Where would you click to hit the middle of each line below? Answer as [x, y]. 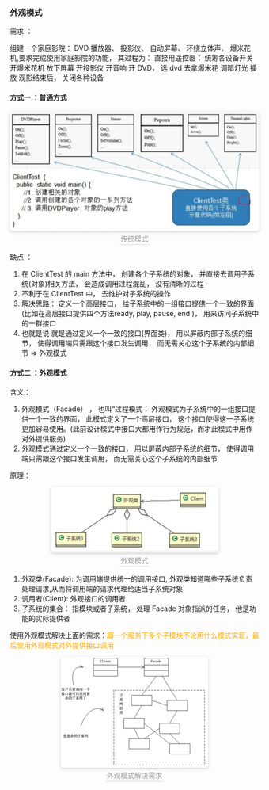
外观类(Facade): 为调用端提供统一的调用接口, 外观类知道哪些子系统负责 [137, 578]
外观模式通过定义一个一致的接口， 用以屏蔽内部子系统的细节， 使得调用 [138, 448]
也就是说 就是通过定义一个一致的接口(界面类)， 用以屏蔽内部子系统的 [133, 334]
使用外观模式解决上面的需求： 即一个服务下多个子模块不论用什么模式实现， [131, 635]
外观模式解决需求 [134, 775]
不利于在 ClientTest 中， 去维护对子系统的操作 [96, 294]
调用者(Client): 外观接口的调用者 [74, 598]
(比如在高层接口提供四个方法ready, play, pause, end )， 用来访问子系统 [136, 314]
